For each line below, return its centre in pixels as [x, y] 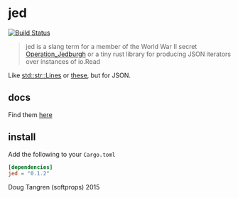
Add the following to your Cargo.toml [62, 154]
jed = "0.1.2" [29, 174]
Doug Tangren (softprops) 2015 [54, 187]
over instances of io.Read [63, 61]
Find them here [30, 114]
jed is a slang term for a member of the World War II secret [111, 46]
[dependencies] [31, 167]
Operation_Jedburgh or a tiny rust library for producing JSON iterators [128, 54]
